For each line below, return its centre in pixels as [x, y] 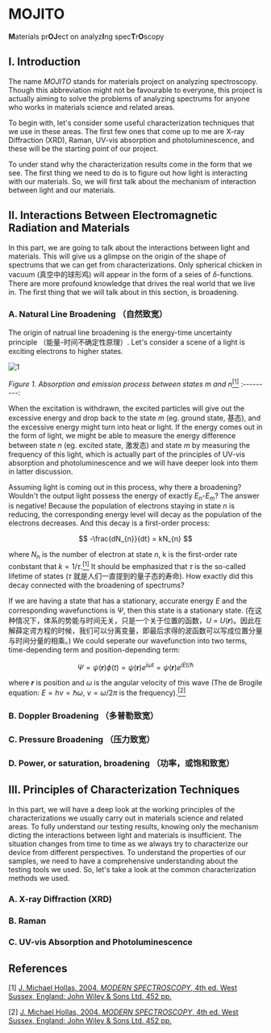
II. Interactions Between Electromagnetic [113, 215]
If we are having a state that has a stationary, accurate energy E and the [128, 601]
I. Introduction [44, 62]
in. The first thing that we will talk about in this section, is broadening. [124, 292]
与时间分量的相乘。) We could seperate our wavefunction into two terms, [128, 640]
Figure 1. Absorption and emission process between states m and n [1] [124, 383]
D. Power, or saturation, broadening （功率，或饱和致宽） [121, 763]
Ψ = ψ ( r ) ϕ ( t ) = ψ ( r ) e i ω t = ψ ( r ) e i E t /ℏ [135, 666]
